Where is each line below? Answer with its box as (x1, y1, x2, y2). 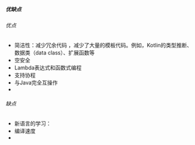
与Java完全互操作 (14, 78, 58, 86)
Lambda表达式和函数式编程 (14, 64, 82, 71)
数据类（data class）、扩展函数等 (14, 49, 95, 56)
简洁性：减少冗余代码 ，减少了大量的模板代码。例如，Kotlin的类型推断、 (14, 41, 193, 49)
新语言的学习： (14, 120, 51, 127)
